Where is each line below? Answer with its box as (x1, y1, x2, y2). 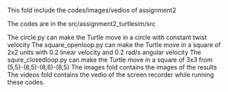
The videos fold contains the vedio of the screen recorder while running (7, 70, 215, 79)
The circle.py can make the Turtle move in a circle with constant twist (7, 33, 208, 41)
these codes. (7, 78, 45, 86)
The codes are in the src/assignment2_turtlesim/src (7, 20, 156, 27)
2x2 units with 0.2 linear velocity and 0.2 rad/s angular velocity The (7, 48, 201, 56)
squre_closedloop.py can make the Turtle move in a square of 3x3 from (7, 55, 213, 64)
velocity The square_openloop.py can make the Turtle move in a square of (7, 41, 221, 48)
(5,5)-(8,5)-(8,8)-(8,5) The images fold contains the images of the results (7, 63, 218, 71)
